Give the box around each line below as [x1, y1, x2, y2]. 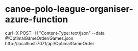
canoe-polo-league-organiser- [5, 3, 134, 15]
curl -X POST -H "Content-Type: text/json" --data [5, 30, 105, 36]
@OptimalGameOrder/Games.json [5, 35, 73, 41]
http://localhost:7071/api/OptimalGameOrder [5, 40, 94, 46]
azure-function [5, 14, 69, 25]
